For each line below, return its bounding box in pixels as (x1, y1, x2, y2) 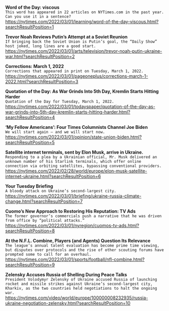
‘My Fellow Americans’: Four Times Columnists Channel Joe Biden (5, 124, 148, 130)
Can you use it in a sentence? (5, 14, 71, 19)
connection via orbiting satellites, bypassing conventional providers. (5, 163, 162, 168)
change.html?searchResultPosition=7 (5, 198, 83, 204)
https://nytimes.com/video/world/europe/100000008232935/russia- (5, 295, 148, 301)
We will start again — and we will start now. (5, 129, 105, 134)
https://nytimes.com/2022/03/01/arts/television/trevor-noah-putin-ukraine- (5, 48, 162, 54)
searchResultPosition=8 (5, 228, 55, 234)
